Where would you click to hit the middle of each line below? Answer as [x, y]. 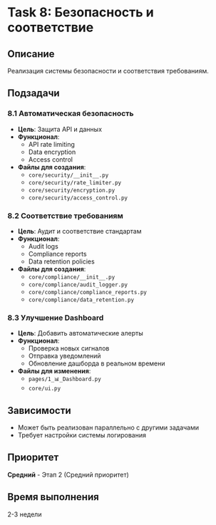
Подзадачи [34, 93]
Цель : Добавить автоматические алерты [81, 333]
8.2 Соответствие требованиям [65, 216]
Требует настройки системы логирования [82, 435]
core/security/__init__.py [68, 175]
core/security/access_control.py [78, 198]
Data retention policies [61, 261]
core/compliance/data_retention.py [81, 300]
